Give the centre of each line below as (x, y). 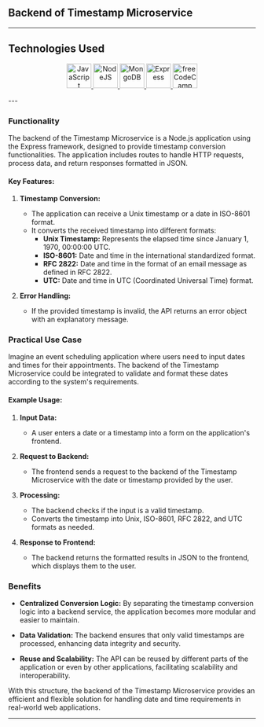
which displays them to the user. (84, 566)
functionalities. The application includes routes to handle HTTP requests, (126, 154)
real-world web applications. (54, 707)
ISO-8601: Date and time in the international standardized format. (149, 255)
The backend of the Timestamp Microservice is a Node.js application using (130, 138)
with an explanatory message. (80, 319)
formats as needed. (63, 527)
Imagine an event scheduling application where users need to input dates (127, 357)
